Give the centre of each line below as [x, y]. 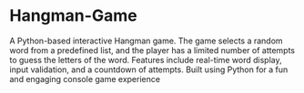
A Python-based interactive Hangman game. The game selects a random [147, 41]
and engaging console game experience [85, 79]
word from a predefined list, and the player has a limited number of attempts [152, 50]
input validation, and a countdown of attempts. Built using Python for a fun [149, 70]
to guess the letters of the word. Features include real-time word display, [146, 60]
